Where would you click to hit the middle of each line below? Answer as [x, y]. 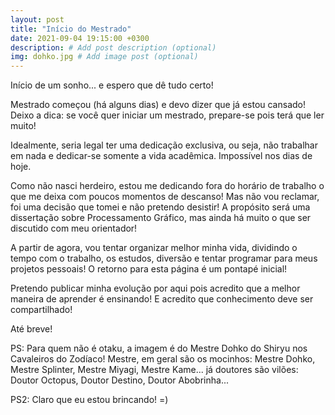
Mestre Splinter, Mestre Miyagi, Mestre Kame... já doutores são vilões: [154, 370]
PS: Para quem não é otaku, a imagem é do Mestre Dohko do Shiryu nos [159, 348]
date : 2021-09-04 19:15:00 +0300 [80, 38]
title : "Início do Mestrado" [71, 29]
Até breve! [31, 329]
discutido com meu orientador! [74, 228]
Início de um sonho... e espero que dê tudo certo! [112, 85]
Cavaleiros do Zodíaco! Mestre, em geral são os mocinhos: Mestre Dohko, [163, 359]
